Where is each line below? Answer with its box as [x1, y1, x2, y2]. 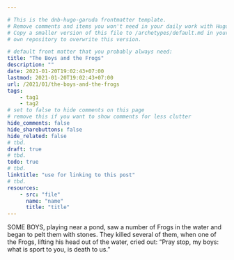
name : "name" [25, 197, 64, 204]
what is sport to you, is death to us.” [7, 245, 111, 254]
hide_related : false [7, 132, 68, 139]
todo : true [7, 158, 39, 166]
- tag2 [19, 100, 39, 107]
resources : [7, 184, 39, 192]
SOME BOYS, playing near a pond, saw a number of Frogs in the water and [7, 223, 221, 231]
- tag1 [19, 93, 39, 101]
